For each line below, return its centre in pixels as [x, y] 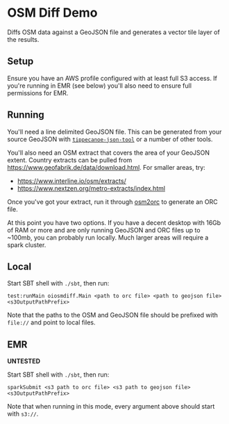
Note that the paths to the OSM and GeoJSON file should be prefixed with [113, 315]
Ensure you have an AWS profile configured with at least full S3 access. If [112, 78]
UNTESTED [24, 361]
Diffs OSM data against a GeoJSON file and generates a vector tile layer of [113, 32]
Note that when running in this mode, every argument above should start [111, 407]
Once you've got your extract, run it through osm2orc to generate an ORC [112, 202]
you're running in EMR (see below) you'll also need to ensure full [100, 86]
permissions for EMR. [38, 93]
